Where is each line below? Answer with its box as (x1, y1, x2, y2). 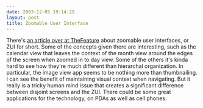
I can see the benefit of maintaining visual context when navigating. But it (6, 75, 191, 83)
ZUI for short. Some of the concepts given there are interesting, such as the (6, 43, 196, 50)
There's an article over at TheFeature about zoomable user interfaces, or (6, 37, 189, 44)
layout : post (6, 15, 40, 21)
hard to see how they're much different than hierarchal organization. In (6, 62, 184, 70)
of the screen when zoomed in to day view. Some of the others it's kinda (6, 56, 188, 64)
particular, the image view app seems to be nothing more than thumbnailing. (6, 69, 198, 76)
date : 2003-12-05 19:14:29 (6, 8, 75, 15)
